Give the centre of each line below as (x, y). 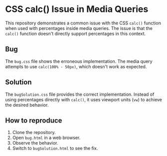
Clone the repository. (34, 133)
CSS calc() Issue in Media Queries (77, 9)
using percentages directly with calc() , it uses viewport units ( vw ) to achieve (84, 99)
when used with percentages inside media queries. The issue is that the (79, 28)
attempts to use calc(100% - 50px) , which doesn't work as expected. (76, 66)
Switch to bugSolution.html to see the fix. (55, 149)
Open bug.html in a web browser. (46, 138)
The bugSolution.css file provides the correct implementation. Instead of (80, 94)
